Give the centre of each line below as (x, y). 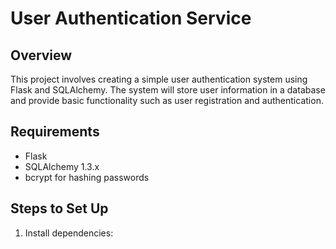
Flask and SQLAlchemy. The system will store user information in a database (168, 90)
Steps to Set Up (59, 208)
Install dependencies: (69, 233)
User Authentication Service (131, 18)
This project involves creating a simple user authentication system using (159, 79)
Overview (41, 55)
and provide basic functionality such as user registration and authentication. (167, 100)
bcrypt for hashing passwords (87, 177)
